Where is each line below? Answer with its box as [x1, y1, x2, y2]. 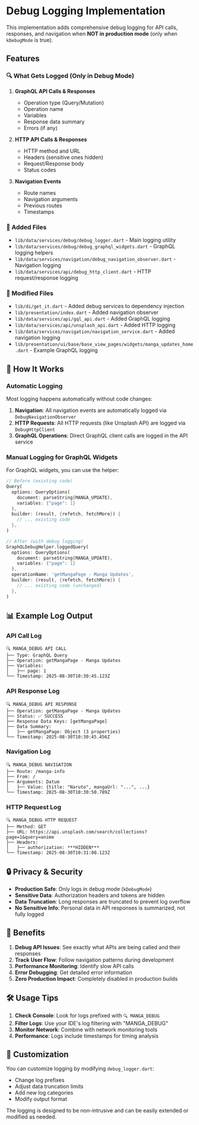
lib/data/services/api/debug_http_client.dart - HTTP [14, 268, 151, 275]
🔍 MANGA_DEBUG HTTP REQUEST [6, 817, 77, 823]
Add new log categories [14, 1089, 74, 1097]
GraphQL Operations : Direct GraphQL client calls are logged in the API [14, 432, 188, 439]
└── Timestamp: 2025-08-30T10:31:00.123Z [6, 850, 110, 856]
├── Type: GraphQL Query [6, 652, 68, 658]
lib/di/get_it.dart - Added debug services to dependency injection [14, 303, 185, 310]
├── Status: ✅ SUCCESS [6, 713, 64, 719]
